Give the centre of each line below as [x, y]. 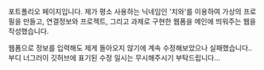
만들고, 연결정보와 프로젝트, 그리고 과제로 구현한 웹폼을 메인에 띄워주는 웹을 [140, 21]
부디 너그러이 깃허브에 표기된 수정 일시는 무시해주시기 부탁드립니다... [115, 58]
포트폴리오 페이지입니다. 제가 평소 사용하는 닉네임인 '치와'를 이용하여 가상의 [125, 11]
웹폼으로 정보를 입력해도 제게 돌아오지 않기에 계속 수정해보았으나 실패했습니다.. [130, 48]
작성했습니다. [29, 31]
